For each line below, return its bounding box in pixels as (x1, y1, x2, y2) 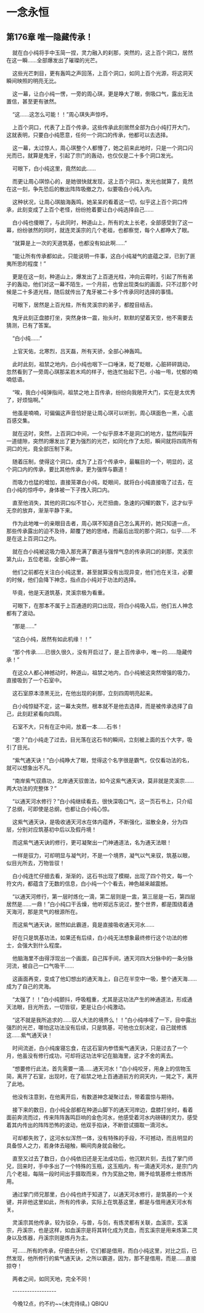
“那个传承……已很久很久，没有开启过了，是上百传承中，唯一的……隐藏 (12, 648, 188, 656)
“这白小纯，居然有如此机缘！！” (12, 635, 92, 643)
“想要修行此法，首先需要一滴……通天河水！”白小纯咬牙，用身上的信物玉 (12, 1065, 191, 1072)
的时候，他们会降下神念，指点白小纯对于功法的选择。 (6, 576, 140, 583)
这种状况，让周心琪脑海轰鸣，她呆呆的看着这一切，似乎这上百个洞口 (12, 199, 183, 205)
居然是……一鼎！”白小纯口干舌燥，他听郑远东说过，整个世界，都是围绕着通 (6, 901, 194, 908)
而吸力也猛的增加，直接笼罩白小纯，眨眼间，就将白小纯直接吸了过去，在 (12, 479, 193, 486)
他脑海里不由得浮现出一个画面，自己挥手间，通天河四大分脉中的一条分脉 (12, 955, 193, 961)
